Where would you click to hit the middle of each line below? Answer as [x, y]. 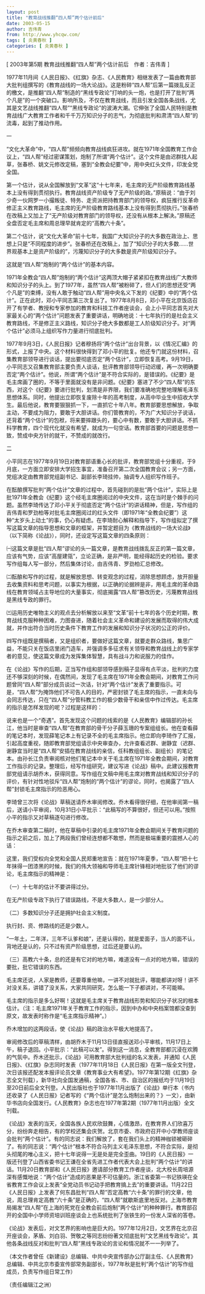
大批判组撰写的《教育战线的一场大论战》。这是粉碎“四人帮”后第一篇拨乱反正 [101, 85]
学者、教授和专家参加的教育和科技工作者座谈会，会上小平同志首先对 [108, 308]
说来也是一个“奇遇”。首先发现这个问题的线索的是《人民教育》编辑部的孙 [97, 720]
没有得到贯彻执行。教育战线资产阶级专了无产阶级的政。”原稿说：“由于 [103, 192]
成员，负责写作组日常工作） [41, 1271]
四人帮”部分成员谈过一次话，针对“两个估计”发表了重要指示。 [100, 684]
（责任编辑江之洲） [31, 1284]
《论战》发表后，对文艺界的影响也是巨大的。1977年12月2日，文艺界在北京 [99, 1228]
